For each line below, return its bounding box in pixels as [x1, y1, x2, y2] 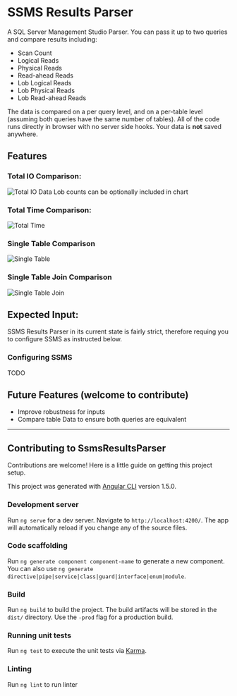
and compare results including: [7, 35, 97, 43]
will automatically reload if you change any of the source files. [7, 523, 188, 532]
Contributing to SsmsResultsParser [7, 442, 166, 454]
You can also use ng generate [7, 564, 94, 573]
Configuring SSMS [7, 353, 73, 362]
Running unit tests [7, 630, 72, 640]
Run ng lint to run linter [7, 680, 78, 688]
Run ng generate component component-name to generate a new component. [7, 556, 226, 565]
